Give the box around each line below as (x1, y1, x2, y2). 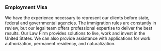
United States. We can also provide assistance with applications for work (5, 35, 151, 41)
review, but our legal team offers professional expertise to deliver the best (5, 25, 153, 31)
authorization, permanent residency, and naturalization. (5, 41, 115, 47)
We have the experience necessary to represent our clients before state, (5, 15, 150, 21)
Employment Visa (5, 4, 48, 11)
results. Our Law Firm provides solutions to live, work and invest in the (5, 31, 145, 36)
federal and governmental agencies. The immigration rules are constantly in (5, 20, 157, 26)
